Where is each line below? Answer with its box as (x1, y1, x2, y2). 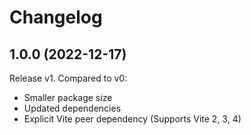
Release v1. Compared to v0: (9, 72, 128, 84)
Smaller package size (23, 92, 113, 103)
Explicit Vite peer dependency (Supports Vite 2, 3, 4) (23, 113, 242, 125)
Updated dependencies (23, 102, 122, 114)
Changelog (9, 6, 103, 29)
